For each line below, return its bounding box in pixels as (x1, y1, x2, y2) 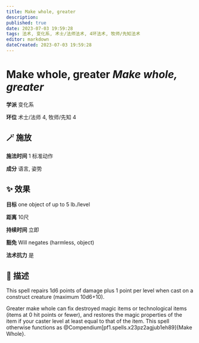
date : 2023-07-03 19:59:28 (6, 25, 73, 32)
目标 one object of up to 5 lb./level (6, 201, 91, 208)
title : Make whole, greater (6, 8, 76, 15)
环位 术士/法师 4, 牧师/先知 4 (6, 113, 76, 120)
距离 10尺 (6, 214, 29, 221)
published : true (6, 20, 46, 26)
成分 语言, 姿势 (6, 165, 42, 172)
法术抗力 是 (6, 252, 34, 259)
